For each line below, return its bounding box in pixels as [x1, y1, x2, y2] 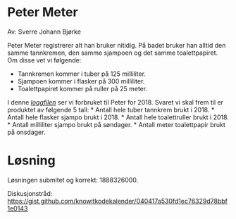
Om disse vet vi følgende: [7, 55, 82, 64]
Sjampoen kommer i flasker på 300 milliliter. [17, 77, 145, 85]
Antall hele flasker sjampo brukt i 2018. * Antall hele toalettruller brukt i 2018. [7, 113, 229, 121]
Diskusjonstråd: [7, 189, 53, 197]
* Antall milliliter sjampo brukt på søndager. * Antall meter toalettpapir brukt [7, 120, 225, 128]
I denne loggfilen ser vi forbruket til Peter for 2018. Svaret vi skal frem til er [7, 98, 224, 106]
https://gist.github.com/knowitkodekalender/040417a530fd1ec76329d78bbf [7, 197, 228, 205]
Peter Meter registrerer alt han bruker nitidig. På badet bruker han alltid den [7, 41, 226, 49]
